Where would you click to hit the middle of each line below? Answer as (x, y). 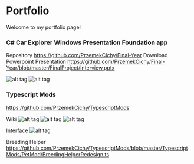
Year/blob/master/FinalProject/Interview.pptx (60, 68)
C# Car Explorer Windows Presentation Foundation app (87, 42)
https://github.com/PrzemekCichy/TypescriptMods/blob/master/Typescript (97, 148)
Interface (17, 130)
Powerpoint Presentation (36, 62)
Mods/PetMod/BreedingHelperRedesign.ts (58, 154)
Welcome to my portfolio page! (44, 27)
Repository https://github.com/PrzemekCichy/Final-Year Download (87, 55)
